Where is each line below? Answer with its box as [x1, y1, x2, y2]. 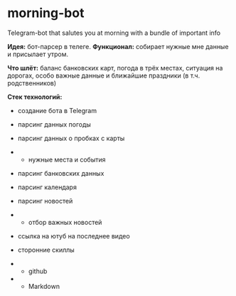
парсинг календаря [17, 183, 77, 191]
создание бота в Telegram [17, 106, 97, 115]
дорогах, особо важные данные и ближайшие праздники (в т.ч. [7, 71, 200, 80]
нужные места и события [28, 155, 106, 164]
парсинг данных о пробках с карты [17, 134, 125, 142]
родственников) [7, 78, 57, 87]
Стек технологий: [7, 92, 63, 101]
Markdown [28, 282, 60, 290]
